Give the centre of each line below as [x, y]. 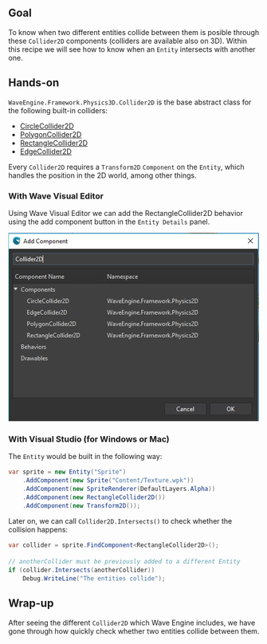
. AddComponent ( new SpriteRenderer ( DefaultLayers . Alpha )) [119, 489]
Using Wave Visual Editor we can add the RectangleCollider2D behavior [126, 213]
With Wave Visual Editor [56, 196]
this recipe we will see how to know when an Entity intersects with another [132, 49]
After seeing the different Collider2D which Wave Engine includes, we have [132, 622]
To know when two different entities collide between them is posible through [134, 32]
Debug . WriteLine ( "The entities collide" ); [94, 579]
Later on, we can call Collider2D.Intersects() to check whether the [120, 520]
